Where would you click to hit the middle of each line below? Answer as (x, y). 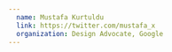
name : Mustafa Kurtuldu (60, 17)
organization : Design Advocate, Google (90, 33)
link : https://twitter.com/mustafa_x (86, 26)
